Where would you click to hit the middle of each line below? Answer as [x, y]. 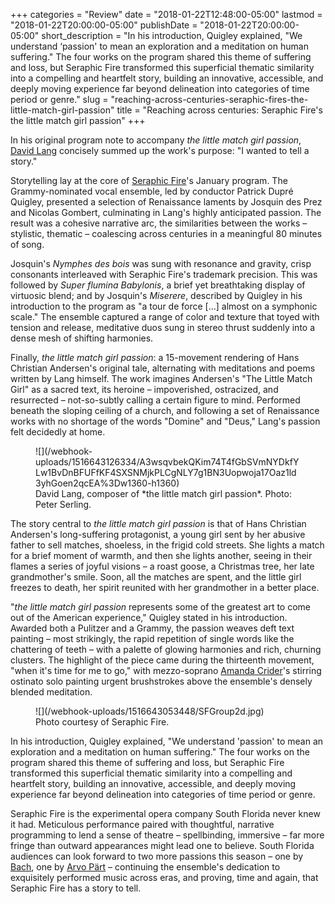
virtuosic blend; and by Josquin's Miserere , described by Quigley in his [156, 295]
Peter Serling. [63, 504]
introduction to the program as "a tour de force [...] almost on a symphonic [164, 306]
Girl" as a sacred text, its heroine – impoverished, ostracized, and [144, 389]
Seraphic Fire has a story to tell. [76, 888]
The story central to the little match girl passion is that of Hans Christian [158, 523]
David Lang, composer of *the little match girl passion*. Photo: [163, 493]
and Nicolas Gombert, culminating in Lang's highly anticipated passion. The [166, 212]
